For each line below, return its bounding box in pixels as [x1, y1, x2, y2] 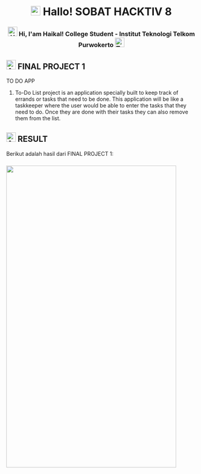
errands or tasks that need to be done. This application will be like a [14, 95, 184, 103]
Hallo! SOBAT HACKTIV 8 [43, 5, 172, 19]
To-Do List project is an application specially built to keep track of [14, 89, 179, 96]
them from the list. [14, 114, 61, 122]
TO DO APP [6, 77, 35, 85]
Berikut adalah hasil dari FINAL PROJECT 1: [6, 150, 113, 157]
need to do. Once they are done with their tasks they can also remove [14, 108, 188, 115]
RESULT [17, 134, 48, 144]
